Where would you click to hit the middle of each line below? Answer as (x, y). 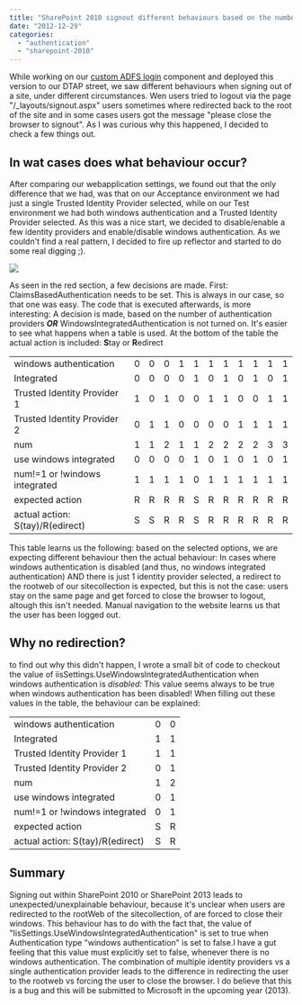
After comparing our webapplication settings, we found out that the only (143, 184)
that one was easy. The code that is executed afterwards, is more (130, 304)
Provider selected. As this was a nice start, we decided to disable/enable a (147, 222)
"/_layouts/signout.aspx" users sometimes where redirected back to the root (151, 105)
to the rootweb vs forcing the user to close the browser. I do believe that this (151, 981)
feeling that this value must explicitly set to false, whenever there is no (139, 952)
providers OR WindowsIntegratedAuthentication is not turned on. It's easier (148, 323)
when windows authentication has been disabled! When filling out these (142, 693)
